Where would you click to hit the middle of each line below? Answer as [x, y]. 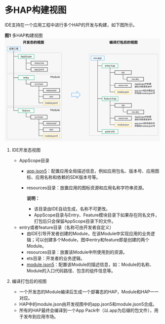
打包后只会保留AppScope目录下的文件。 [75, 221]
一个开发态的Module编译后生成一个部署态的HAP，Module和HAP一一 [89, 292]
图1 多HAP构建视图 [24, 35]
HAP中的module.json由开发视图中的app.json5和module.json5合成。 [88, 304]
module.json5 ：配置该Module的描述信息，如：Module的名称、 [90, 265]
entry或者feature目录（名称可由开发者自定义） [66, 227]
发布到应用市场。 [41, 317]
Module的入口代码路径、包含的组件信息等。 [71, 271]
